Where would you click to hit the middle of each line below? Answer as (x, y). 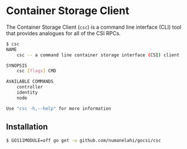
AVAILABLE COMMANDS (30, 82)
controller (30, 87)
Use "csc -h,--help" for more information (59, 109)
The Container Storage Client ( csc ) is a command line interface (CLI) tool (94, 27)
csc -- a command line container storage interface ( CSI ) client (98, 55)
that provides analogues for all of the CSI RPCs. (64, 33)
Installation (27, 127)
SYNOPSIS (17, 66)
